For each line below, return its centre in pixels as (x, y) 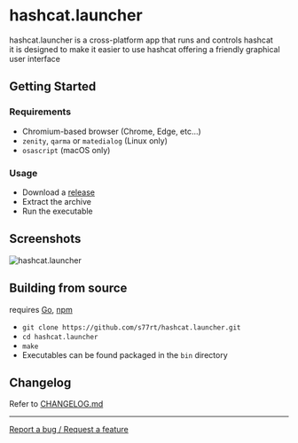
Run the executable (57, 211)
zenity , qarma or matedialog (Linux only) (95, 140)
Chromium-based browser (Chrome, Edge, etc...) (111, 131)
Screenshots (45, 239)
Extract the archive (56, 201)
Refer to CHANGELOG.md (56, 404)
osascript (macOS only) (66, 150)
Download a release (59, 192)
